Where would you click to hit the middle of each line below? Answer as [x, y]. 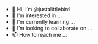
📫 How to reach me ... [39, 35]
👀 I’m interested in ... [37, 15]
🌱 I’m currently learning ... [43, 22]
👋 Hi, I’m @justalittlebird [41, 9]
